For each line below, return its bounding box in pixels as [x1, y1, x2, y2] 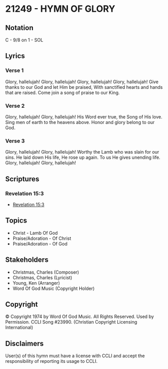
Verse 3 [5, 137, 25, 144]
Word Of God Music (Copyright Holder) [12, 285, 95, 291]
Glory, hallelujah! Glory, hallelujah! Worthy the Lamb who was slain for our [5, 149, 159, 155]
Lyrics [5, 52, 25, 60]
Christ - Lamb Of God [12, 230, 58, 236]
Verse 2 [5, 102, 25, 109]
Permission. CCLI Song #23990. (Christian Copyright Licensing [5, 319, 138, 325]
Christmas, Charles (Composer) [12, 269, 80, 275]
